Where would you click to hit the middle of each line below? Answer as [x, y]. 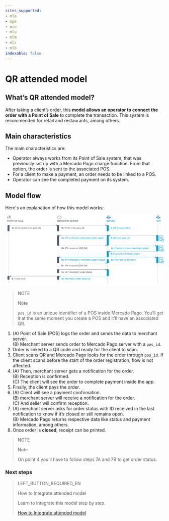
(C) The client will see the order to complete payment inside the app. [83, 382]
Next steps [19, 472]
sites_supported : [23, 11]
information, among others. [41, 424]
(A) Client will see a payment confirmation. [57, 392]
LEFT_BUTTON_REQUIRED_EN [49, 483]
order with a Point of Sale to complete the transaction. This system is [77, 115]
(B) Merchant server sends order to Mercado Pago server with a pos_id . [87, 344]
